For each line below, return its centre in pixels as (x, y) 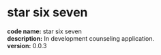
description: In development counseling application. (81, 38)
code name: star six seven (44, 31)
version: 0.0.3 (27, 45)
